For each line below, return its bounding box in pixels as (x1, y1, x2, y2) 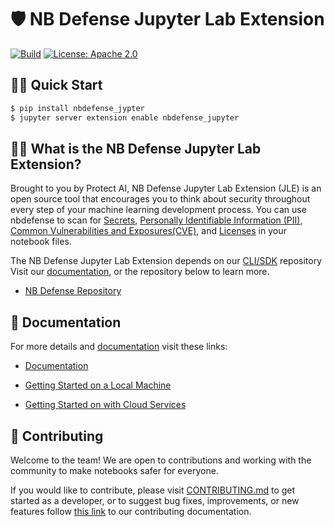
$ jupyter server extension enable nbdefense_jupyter (10, 112, 240, 123)
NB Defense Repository (24, 285, 122, 297)
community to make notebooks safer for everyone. (10, 464, 219, 476)
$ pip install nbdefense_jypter (10, 103, 145, 113)
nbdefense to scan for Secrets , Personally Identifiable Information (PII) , (10, 214, 303, 226)
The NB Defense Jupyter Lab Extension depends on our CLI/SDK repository (10, 255, 323, 267)
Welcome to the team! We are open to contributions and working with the (10, 454, 312, 466)
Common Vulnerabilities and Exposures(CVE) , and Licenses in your (10, 225, 287, 237)
